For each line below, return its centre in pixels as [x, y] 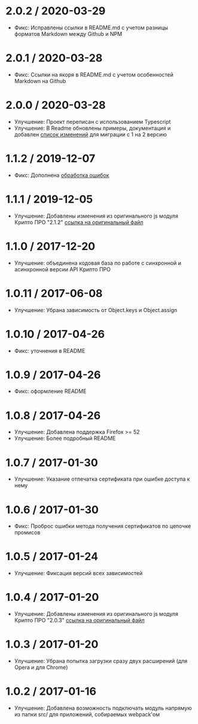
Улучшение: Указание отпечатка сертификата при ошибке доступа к [102, 479]
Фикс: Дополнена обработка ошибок [62, 175]
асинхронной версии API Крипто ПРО [63, 269]
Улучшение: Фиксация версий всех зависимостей [78, 573]
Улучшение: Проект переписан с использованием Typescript [92, 121]
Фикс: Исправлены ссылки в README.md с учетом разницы [91, 28]
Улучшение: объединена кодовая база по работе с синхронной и [98, 263]
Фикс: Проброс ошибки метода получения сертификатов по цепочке [103, 526]
